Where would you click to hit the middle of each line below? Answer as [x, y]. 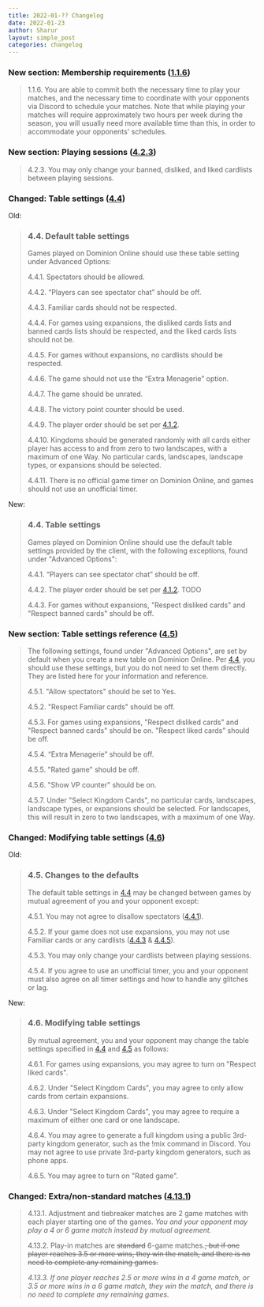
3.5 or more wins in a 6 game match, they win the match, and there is [140, 1286]
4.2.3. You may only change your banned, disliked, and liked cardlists [140, 169]
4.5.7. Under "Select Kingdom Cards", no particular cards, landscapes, [141, 800]
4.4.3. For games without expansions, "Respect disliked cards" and [136, 605]
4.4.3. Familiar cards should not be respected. [102, 308]
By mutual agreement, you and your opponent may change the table [138, 1040]
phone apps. [48, 1160]
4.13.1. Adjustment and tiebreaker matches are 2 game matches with [138, 1214]
